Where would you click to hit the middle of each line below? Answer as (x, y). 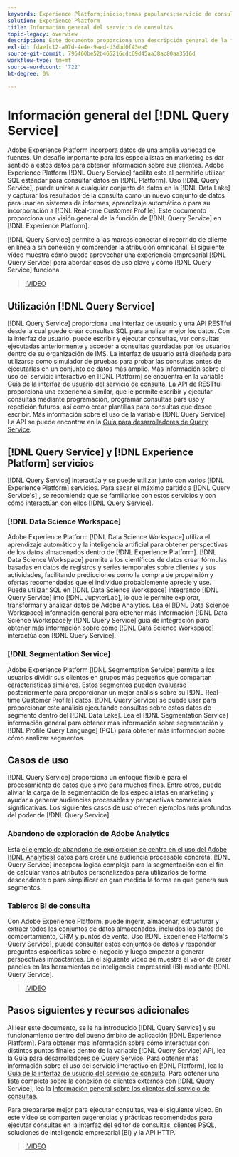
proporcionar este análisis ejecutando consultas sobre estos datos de (110, 708)
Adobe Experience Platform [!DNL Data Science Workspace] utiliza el (109, 537)
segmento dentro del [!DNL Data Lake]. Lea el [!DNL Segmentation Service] (118, 715)
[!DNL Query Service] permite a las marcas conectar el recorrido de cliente (117, 240)
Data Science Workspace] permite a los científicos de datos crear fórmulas (117, 560)
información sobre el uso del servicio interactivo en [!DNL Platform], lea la (116, 1065)
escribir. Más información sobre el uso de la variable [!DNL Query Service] (116, 414)
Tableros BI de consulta (49, 905)
